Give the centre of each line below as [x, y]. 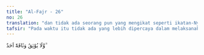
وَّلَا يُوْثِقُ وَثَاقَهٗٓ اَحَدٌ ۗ [26, 45]
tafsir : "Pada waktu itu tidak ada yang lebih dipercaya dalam [88, 28]
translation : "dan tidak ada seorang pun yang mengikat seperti [89, 23]
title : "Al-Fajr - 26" [35, 12]
